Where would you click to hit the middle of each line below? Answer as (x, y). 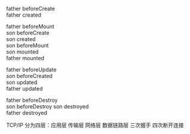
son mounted (22, 52)
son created (21, 39)
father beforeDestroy (32, 100)
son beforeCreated (29, 76)
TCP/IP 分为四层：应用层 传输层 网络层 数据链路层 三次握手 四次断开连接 (95, 125)
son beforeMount (27, 45)
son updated (22, 82)
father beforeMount (30, 27)
